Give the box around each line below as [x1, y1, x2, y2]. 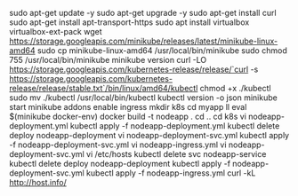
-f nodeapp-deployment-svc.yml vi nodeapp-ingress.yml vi [9, 139, 227, 150]
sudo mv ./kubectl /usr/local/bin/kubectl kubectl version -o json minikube [9, 92, 278, 103]
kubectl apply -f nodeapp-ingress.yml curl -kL [85, 168, 256, 178]
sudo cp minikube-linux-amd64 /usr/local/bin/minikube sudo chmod [36, 45, 287, 56]
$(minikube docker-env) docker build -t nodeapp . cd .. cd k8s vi [9, 111, 247, 122]
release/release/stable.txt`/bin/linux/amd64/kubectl [9, 83, 198, 93]
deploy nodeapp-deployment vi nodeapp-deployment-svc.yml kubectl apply [9, 130, 290, 140]
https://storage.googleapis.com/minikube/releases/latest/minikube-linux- [9, 35, 278, 46]
